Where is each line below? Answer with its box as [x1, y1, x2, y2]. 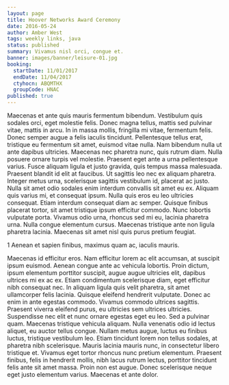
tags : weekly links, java [7, 36, 81, 42]
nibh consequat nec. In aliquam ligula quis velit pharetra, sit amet [7, 283, 190, 291]
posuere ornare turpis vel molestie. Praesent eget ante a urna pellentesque [7, 155, 218, 163]
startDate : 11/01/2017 [13, 67, 78, 74]
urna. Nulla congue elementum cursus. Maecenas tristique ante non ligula [7, 220, 215, 228]
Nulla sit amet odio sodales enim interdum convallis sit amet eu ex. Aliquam [7, 184, 219, 192]
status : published [7, 42, 59, 49]
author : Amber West [7, 29, 63, 36]
